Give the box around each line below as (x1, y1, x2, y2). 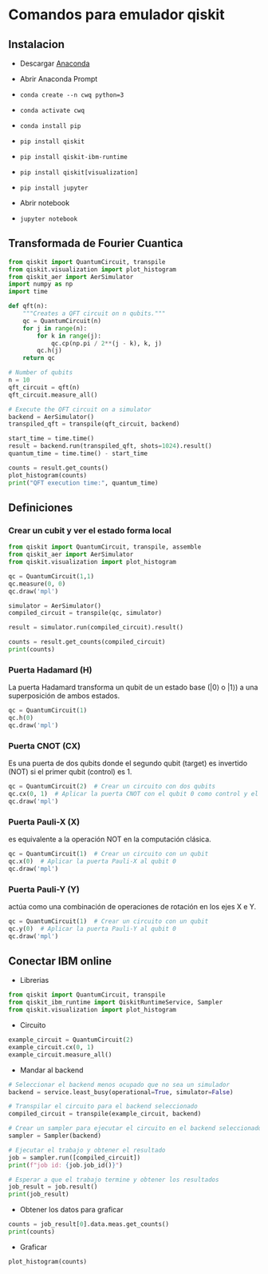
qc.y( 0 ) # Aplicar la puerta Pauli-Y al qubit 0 (8, 925, 177, 933)
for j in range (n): (22, 324, 88, 333)
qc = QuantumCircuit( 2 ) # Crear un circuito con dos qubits (8, 782, 216, 791)
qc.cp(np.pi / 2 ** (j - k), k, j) (50, 339, 162, 347)
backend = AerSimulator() (8, 413, 94, 421)
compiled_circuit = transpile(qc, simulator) (8, 609, 162, 617)
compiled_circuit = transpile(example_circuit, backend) (8, 1110, 202, 1118)
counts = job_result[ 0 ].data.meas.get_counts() (8, 1220, 170, 1228)
